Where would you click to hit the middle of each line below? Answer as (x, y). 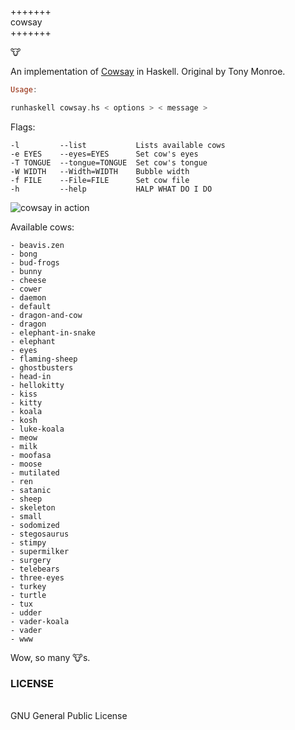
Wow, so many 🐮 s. (50, 657)
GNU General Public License (69, 716)
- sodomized (35, 525)
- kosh (24, 420)
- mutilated (35, 472)
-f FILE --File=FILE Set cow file (100, 180)
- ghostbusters (42, 367)
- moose (26, 464)
